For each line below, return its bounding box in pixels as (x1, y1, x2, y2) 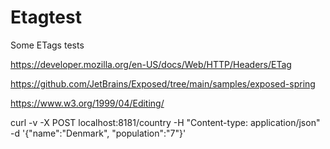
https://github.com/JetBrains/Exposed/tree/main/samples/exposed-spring (10, 77, 316, 90)
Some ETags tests (10, 39, 85, 51)
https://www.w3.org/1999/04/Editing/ (10, 97, 165, 109)
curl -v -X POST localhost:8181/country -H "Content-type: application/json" (10, 116, 321, 128)
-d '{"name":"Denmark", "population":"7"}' (10, 127, 187, 139)
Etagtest (10, 6, 82, 29)
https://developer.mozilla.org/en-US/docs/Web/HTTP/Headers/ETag (10, 58, 292, 70)
